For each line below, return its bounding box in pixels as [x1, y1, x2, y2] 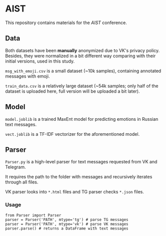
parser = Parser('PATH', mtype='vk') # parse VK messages [5, 221, 128, 226]
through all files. [5, 179, 38, 185]
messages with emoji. [5, 73, 50, 79]
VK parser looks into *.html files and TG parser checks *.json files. [5, 189, 144, 195]
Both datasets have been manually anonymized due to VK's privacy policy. [5, 47, 160, 53]
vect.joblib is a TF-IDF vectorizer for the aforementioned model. [5, 131, 140, 137]
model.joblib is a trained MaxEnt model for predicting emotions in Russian [5, 116, 158, 122]
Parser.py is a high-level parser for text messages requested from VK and [5, 159, 157, 165]
